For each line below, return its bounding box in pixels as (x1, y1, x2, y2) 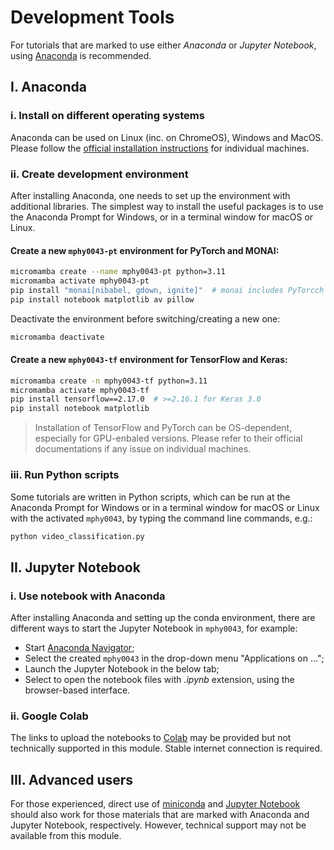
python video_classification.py (10, 531, 145, 541)
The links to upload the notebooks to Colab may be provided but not (10, 732, 292, 744)
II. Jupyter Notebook (10, 559, 141, 576)
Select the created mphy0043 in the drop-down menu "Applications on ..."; (24, 652, 325, 665)
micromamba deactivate (10, 332, 105, 342)
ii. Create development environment (10, 167, 189, 181)
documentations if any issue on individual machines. (34, 443, 252, 455)
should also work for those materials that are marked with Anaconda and (10, 809, 310, 821)
